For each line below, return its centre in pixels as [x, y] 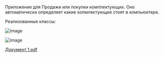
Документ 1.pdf [21, 50]
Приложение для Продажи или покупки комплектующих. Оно [70, 7]
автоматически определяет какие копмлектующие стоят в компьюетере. [82, 12]
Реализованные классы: [31, 21]
